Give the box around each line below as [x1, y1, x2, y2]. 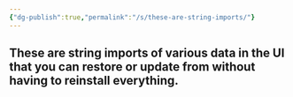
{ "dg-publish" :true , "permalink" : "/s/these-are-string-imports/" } [9, 12, 255, 22]
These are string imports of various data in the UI [9, 46, 285, 61]
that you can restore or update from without [9, 59, 256, 75]
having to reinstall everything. [9, 73, 179, 88]
